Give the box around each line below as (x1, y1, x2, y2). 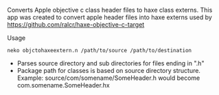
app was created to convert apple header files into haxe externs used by (7, 13, 213, 21)
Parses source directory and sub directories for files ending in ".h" (16, 59, 205, 67)
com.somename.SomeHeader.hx (16, 81, 110, 89)
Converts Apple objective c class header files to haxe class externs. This (7, 6, 213, 14)
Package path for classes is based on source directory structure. (16, 67, 201, 74)
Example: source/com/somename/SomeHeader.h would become (16, 74, 200, 82)
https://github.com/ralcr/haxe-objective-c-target (7, 21, 145, 28)
